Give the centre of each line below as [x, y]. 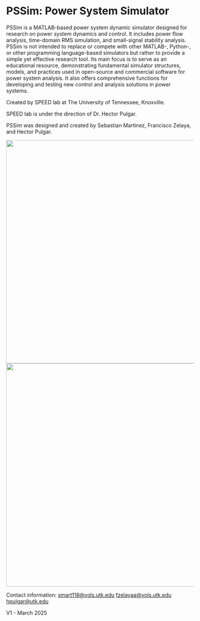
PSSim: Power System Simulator [88, 11]
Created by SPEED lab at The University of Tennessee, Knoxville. [86, 102]
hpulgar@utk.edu [27, 601]
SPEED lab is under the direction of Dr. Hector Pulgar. [71, 114]
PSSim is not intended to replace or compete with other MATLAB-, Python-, [99, 46]
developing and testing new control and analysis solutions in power [89, 84]
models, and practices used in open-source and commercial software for [96, 71]
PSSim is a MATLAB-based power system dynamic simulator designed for [97, 27]
